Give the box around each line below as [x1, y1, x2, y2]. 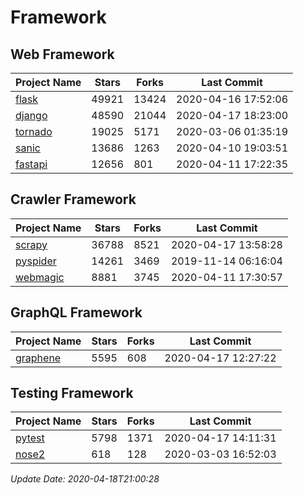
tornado [15, 125, 53, 138]
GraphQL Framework [10, 304, 143, 321]
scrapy [15, 237, 48, 251]
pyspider [15, 254, 57, 268]
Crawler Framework [10, 191, 137, 208]
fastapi [15, 157, 48, 171]
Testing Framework [10, 385, 134, 402]
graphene [15, 351, 62, 365]
